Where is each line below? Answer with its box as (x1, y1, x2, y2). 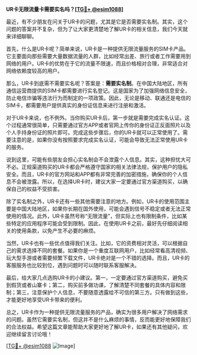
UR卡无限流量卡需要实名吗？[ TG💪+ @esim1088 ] (6, 6, 124, 12)
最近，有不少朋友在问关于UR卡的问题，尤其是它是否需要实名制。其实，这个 (6, 18, 188, 25)
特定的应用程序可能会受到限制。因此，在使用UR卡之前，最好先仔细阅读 (11, 220, 183, 226)
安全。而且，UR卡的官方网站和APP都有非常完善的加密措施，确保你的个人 (6, 171, 183, 178)
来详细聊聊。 (6, 33, 37, 40)
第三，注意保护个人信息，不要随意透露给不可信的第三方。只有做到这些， (16, 289, 191, 296)
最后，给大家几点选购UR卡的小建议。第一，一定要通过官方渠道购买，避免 (6, 274, 183, 281)
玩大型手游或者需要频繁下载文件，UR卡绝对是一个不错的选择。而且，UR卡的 (6, 255, 190, 261)
